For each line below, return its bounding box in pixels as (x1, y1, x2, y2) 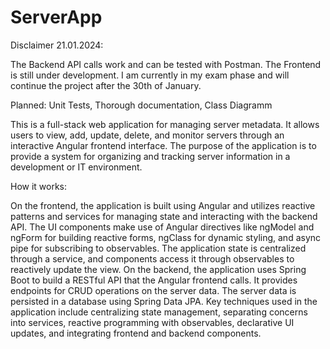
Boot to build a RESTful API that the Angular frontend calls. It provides (10, 274, 298, 286)
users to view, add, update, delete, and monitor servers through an (10, 129, 285, 141)
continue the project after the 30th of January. (10, 79, 202, 91)
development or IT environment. (10, 161, 143, 173)
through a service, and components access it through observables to (10, 252, 295, 265)
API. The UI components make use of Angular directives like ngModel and (10, 221, 315, 233)
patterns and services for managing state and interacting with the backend (10, 210, 318, 222)
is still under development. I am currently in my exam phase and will (10, 69, 290, 81)
